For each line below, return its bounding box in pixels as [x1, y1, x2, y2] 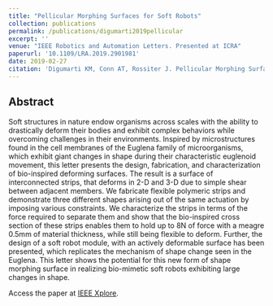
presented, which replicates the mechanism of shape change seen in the [8, 246, 252, 256]
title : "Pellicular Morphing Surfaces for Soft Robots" [8, 11, 201, 20]
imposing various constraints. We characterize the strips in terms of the [8, 203, 248, 212]
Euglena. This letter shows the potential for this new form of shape [8, 255, 232, 264]
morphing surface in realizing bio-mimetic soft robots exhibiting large [8, 264, 240, 273]
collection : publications [8, 20, 96, 28]
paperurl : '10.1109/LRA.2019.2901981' [8, 50, 140, 58]
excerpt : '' [8, 34, 49, 43]
